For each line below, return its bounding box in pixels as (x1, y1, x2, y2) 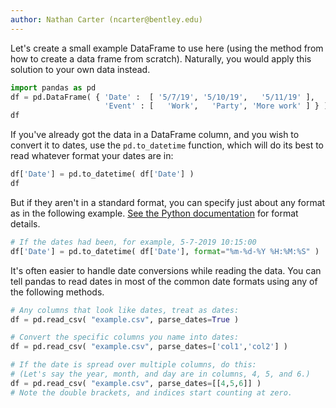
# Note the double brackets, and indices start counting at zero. (10, 387, 293, 398)
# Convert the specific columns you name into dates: (10, 332, 240, 343)
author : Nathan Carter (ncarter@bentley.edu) (10, 14, 203, 25)
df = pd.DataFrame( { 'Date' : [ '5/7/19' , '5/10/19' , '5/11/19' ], (10, 92, 315, 102)
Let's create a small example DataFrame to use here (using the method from (10, 42, 324, 54)
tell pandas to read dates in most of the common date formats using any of (10, 275, 318, 287)
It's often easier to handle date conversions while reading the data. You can (10, 264, 322, 276)
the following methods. (10, 286, 105, 298)
